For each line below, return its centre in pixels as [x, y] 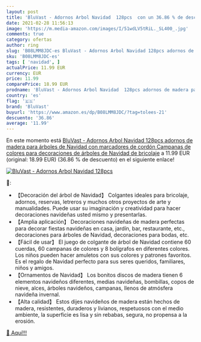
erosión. [25, 321]
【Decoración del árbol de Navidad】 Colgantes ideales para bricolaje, [102, 195]
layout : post [22, 12]
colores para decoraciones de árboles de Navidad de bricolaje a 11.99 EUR [98, 153]
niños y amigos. [34, 268]
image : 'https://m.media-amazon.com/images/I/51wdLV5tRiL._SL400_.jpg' [97, 28]
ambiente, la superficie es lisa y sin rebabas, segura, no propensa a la [101, 315]
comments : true [25, 34]
